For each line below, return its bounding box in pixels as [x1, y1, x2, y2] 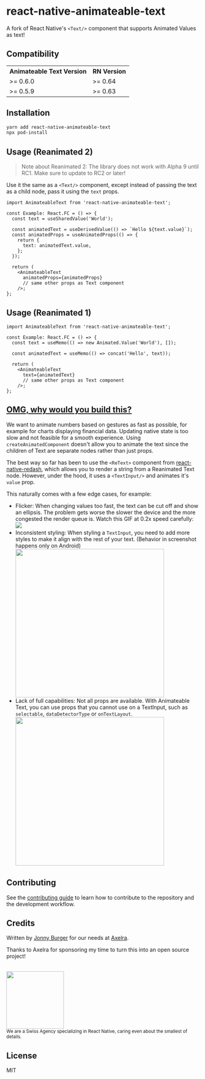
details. [6, 1034, 22, 1040]
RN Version [92, 67, 127, 75]
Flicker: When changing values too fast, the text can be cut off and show [15, 502, 199, 509]
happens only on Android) [15, 542, 81, 549]
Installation [6, 108, 50, 118]
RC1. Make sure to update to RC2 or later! [21, 170, 126, 177]
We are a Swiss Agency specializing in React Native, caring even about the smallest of [6, 1028, 188, 1035]
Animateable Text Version [9, 67, 87, 75]
